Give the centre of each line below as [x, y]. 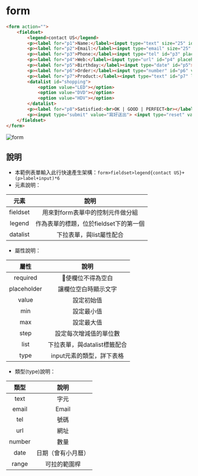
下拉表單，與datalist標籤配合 [88, 345]
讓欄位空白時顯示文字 [88, 290]
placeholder [26, 289]
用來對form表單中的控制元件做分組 [90, 213]
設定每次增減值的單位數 [88, 334]
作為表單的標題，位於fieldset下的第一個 [90, 224]
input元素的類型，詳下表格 [88, 356]
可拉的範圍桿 [63, 464]
